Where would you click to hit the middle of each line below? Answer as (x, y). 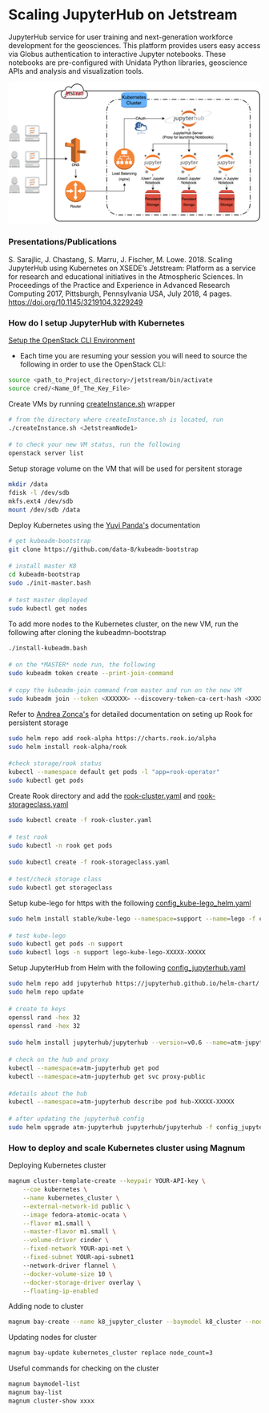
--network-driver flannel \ (69, 1265)
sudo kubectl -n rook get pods (60, 845)
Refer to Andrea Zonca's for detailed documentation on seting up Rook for (130, 714)
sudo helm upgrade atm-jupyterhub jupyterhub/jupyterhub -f (111, 1128)
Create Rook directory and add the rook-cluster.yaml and (102, 796)
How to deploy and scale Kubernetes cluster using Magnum (127, 1148)
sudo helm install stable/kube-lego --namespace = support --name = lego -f (132, 919)
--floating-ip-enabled (60, 1291)
